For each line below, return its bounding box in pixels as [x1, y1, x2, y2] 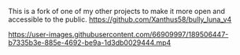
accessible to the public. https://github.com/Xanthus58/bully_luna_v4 [8, 15, 232, 24]
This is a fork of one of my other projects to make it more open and [8, 7, 226, 15]
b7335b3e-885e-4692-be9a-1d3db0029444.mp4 [8, 38, 172, 47]
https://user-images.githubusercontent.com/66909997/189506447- [8, 30, 229, 39]
